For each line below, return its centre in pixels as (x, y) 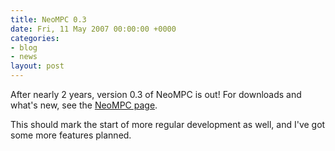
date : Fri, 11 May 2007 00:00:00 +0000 (93, 29)
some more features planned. (71, 135)
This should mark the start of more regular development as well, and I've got (168, 124)
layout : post (37, 66)
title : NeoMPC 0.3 (48, 19)
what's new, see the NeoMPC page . (84, 105)
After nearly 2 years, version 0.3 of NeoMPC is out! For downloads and (156, 94)
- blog (24, 47)
